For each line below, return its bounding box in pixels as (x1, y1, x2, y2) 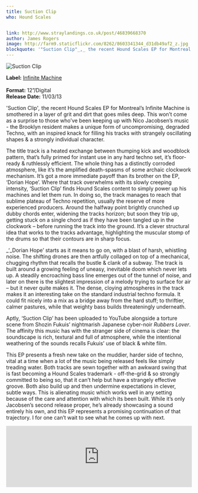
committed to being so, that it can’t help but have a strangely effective (6, 377, 176, 383)
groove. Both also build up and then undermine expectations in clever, (6, 382, 176, 390)
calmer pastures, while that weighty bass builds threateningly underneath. (6, 303, 186, 310)
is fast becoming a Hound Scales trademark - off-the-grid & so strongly (6, 370, 180, 377)
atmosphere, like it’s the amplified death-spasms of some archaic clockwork (6, 166, 192, 173)
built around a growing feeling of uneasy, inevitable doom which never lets (6, 265, 187, 273)
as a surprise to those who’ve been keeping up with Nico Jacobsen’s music (6, 117, 189, 124)
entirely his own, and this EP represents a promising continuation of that (6, 408, 181, 414)
